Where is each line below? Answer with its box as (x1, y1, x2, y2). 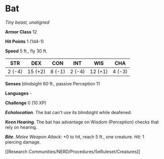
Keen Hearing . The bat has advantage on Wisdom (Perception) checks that (5, 119, 159, 125)
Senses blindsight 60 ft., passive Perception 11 (5, 80, 100, 86)
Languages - (5, 90, 32, 96)
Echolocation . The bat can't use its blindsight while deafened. (5, 109, 132, 115)
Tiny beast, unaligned (5, 19, 49, 25)
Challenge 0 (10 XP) (5, 100, 46, 106)
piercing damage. (5, 139, 41, 145)
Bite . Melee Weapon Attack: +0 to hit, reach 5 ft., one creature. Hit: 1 (5, 134, 145, 140)
